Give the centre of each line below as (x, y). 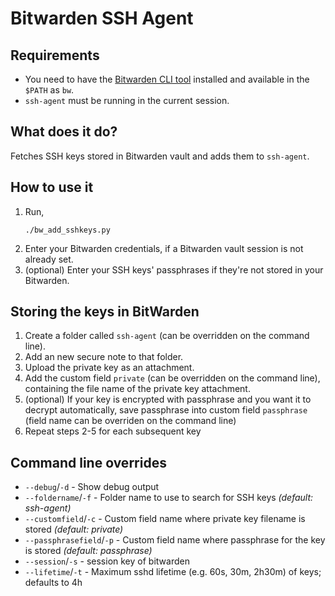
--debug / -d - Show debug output (92, 487)
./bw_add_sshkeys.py (67, 230)
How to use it (52, 187)
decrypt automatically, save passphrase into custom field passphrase (166, 410)
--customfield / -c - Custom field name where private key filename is (165, 519)
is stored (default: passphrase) (88, 551)
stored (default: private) (74, 529)
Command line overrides (88, 462)
